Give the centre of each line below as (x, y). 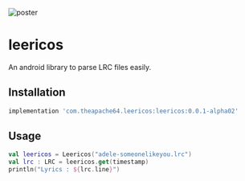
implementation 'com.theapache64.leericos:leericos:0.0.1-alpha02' (124, 111)
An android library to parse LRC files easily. (80, 67)
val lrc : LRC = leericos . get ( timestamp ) (79, 162)
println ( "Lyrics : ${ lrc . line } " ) (64, 170)
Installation (37, 93)
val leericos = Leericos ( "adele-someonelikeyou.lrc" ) (100, 154)
